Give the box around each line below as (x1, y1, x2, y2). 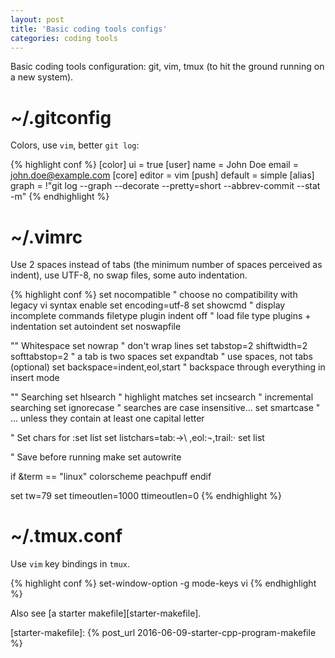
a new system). (10, 71, 74, 83)
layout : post (10, 14, 65, 25)
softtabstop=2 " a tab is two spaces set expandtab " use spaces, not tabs (10, 351, 314, 363)
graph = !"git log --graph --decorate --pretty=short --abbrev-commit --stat (10, 180, 321, 192)
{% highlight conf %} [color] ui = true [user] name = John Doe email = (10, 159, 299, 171)
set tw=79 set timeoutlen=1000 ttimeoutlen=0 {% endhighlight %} (10, 490, 283, 502)
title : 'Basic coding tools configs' (10, 24, 168, 34)
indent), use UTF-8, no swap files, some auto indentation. (10, 269, 248, 281)
